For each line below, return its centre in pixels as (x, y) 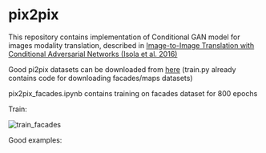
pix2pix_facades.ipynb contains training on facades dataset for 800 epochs (133, 93)
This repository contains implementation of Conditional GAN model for (124, 37)
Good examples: (35, 140)
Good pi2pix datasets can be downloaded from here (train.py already (122, 69)
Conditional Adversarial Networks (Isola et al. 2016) (93, 54)
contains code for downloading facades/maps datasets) (101, 78)
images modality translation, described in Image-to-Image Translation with (131, 45)
